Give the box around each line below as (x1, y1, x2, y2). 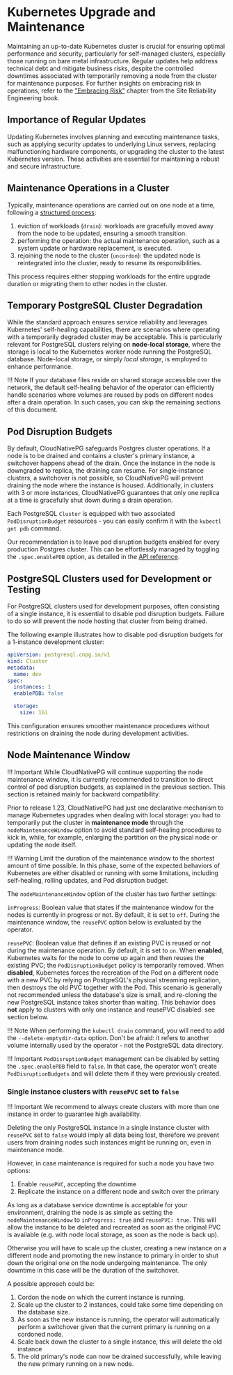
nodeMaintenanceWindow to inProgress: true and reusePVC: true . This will (7, 1216, 217, 1224)
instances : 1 (13, 684, 51, 691)
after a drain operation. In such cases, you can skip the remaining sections (7, 398, 221, 407)
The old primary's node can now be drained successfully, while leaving (17, 1352, 222, 1360)
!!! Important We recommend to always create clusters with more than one (7, 1102, 220, 1110)
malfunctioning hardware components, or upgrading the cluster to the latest (7, 147, 225, 155)
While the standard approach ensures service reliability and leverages (7, 318, 207, 327)
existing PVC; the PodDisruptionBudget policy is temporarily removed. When (7, 961, 224, 969)
